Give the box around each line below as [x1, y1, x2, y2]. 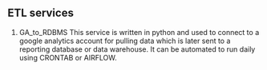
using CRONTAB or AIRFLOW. [18, 52, 117, 62]
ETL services [7, 6, 74, 20]
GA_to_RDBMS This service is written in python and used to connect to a [18, 27, 260, 37]
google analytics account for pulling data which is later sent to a [18, 36, 231, 45]
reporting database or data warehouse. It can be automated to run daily [18, 44, 256, 54]
